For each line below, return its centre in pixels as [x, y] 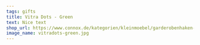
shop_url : [18, 28]
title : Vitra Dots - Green [40, 17]
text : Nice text [26, 22]
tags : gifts [21, 11]
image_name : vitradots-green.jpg [48, 33]
